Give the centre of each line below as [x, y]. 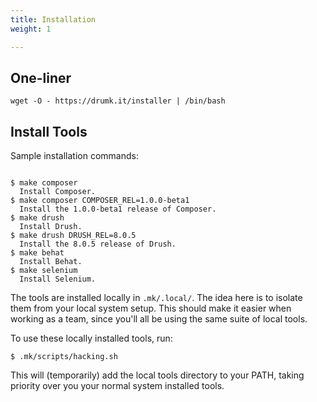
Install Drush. [51, 227]
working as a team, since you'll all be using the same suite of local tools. [159, 319]
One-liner [41, 77]
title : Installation [53, 19]
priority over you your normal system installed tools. [117, 386]
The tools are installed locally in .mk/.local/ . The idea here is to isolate [156, 298]
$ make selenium [44, 271]
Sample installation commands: [74, 156]
